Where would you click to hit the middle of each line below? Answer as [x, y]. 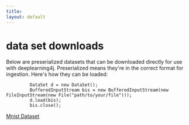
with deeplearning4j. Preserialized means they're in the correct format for [95, 68]
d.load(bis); [45, 100]
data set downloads [55, 46]
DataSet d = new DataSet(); [64, 85]
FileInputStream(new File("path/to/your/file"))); [69, 95]
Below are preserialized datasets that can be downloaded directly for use [94, 62]
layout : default [26, 17]
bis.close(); [45, 106]
